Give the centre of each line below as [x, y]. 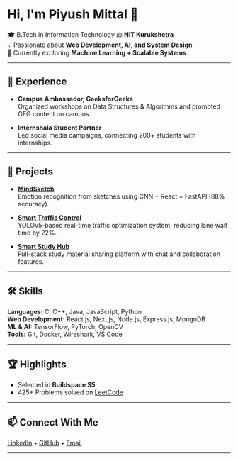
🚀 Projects [30, 172]
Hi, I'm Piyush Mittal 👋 [73, 15]
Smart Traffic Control [50, 217]
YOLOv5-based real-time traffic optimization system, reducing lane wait [123, 225]
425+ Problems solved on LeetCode [70, 392]
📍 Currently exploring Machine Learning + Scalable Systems [97, 52]
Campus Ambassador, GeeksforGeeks [75, 99]
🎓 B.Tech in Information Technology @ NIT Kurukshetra [91, 34]
